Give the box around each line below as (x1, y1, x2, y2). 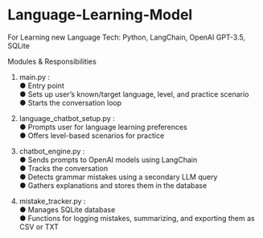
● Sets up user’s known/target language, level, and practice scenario (18, 89, 249, 98)
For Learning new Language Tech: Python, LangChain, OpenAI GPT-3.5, (7, 32, 246, 42)
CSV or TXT (18, 222, 60, 232)
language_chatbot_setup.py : (18, 113, 115, 123)
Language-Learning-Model (7, 6, 193, 24)
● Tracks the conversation (18, 163, 109, 173)
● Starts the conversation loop (18, 98, 122, 107)
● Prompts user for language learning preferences (18, 122, 188, 132)
